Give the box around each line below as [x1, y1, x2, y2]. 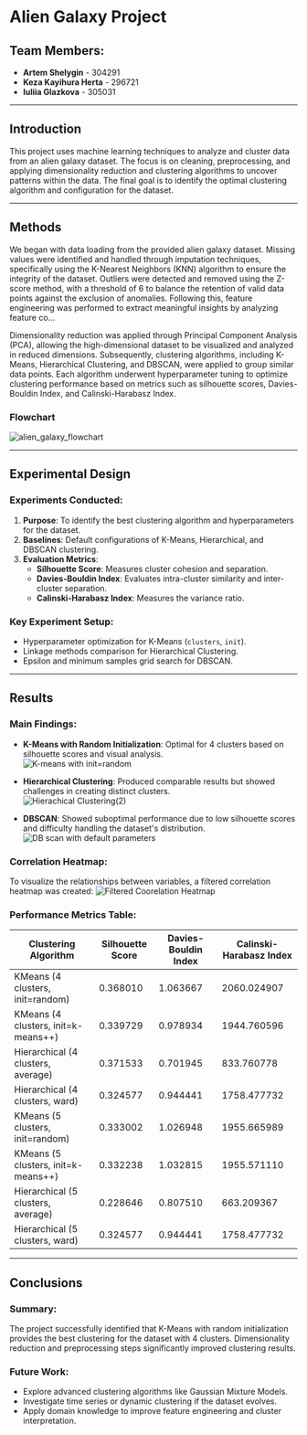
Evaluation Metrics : [22, 553, 99, 564]
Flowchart [9, 410, 56, 423]
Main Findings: [9, 717, 78, 730]
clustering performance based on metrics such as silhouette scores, [9, 377, 267, 389]
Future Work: [9, 1365, 69, 1377]
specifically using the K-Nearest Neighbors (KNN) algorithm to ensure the [9, 263, 287, 274]
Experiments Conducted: [9, 494, 123, 506]
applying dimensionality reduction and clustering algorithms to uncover [9, 165, 278, 175]
